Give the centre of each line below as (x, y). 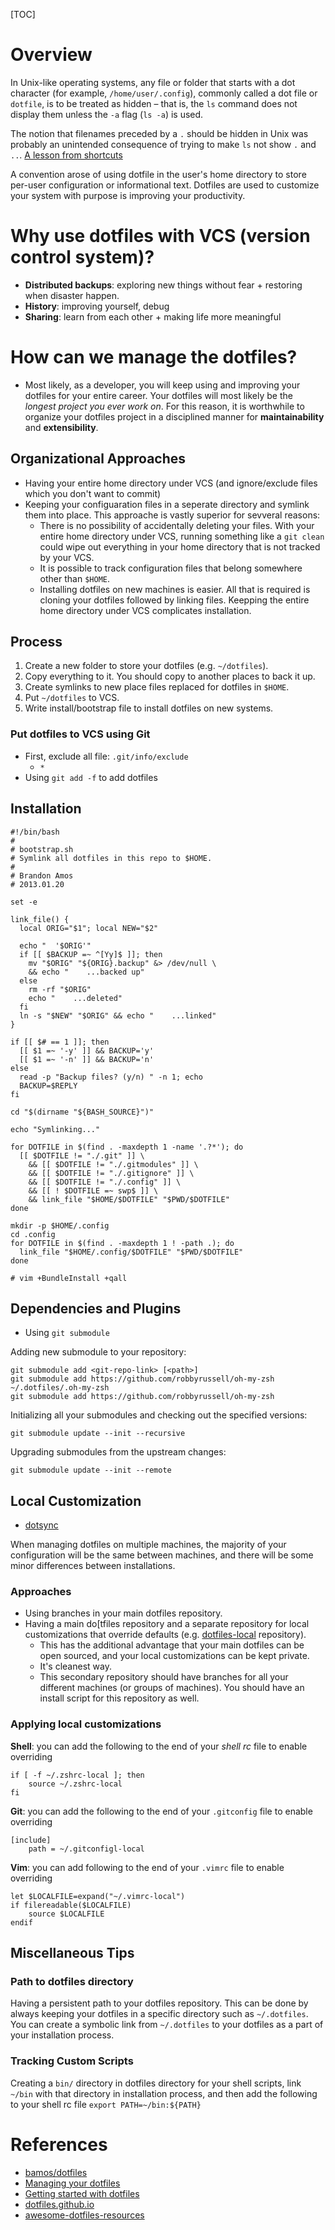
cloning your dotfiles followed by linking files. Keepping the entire (174, 600)
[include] (31, 1840)
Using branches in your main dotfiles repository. (123, 1613)
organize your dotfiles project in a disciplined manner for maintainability (174, 416)
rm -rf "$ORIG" (60, 989)
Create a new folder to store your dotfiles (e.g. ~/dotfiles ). (146, 666)
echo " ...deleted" (75, 998)
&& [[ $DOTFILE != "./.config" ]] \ (105, 1182)
